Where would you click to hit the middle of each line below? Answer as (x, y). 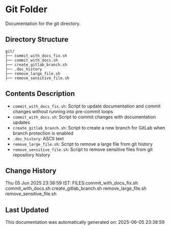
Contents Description (40, 94)
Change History (31, 171)
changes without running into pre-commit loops (63, 111)
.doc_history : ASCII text (38, 138)
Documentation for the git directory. (43, 23)
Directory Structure (37, 40)
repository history (31, 155)
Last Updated (27, 210)
